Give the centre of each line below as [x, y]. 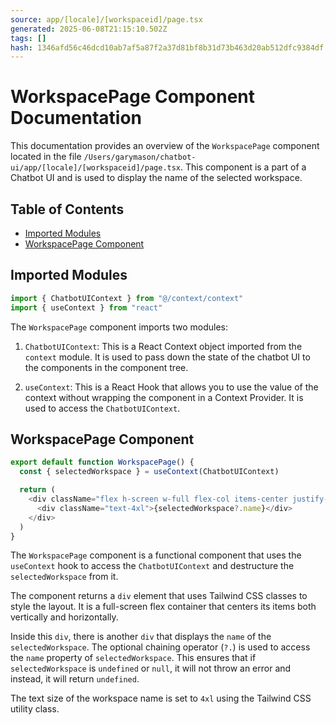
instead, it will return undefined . [75, 679]
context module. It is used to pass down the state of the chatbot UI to [167, 357]
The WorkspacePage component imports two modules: [119, 327]
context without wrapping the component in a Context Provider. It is [164, 397]
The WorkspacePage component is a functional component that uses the [156, 555]
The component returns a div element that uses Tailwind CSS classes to [159, 596]
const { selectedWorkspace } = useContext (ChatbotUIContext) [149, 472]
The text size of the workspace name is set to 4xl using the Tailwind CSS [161, 698]
